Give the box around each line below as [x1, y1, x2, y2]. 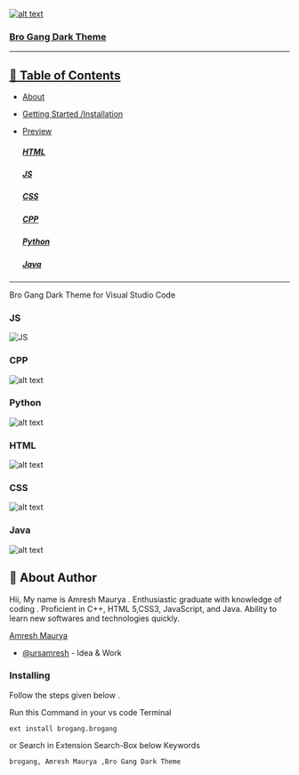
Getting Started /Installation [21, 109, 124, 119]
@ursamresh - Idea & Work [21, 647, 122, 658]
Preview [21, 126, 53, 137]
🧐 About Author [9, 570, 98, 585]
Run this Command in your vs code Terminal [9, 706, 172, 717]
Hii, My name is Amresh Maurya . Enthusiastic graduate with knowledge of [9, 593, 282, 605]
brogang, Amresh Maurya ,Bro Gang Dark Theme [9, 757, 181, 766]
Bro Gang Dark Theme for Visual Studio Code [9, 290, 176, 300]
